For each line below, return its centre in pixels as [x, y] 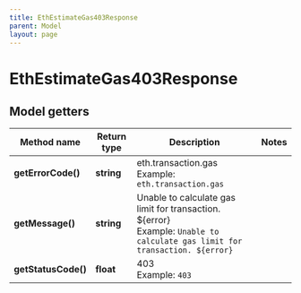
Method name [50, 142]
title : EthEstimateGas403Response [74, 17]
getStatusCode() [50, 270]
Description [194, 142]
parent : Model [36, 26]
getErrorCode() [47, 173]
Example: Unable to [178, 231]
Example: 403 [164, 275]
